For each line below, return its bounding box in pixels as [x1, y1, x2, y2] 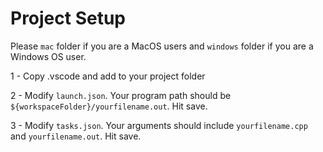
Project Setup [10, 7, 127, 30]
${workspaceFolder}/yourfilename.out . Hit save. [10, 100, 208, 112]
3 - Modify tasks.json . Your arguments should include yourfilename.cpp [10, 119, 308, 131]
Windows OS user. [10, 50, 87, 62]
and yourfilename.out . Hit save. [10, 130, 142, 142]
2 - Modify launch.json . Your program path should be [10, 89, 232, 101]
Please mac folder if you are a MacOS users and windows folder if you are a [10, 40, 314, 52]
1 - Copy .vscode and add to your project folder [10, 70, 206, 82]
